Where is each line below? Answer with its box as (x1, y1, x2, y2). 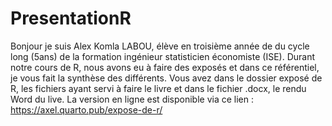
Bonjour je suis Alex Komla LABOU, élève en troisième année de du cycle (10, 40, 310, 52)
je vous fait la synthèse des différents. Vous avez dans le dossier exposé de (10, 72, 323, 84)
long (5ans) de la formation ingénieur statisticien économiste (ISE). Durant (10, 50, 315, 62)
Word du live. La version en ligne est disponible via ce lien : (10, 93, 255, 105)
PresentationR (10, 7, 132, 30)
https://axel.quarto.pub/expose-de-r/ (10, 103, 163, 116)
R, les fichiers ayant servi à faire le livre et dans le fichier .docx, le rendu (10, 82, 307, 94)
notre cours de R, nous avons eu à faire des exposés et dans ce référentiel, (10, 61, 320, 73)
